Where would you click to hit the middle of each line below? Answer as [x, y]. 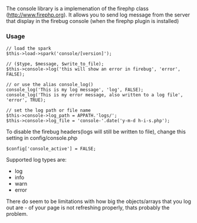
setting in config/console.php [42, 138]
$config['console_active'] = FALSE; [51, 149]
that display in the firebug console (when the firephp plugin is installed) [93, 21]
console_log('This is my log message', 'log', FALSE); [75, 90]
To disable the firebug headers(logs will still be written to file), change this [96, 132]
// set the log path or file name [49, 111]
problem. [17, 214]
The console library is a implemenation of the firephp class [78, 9]
